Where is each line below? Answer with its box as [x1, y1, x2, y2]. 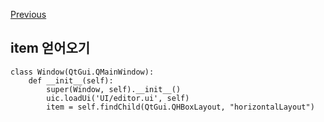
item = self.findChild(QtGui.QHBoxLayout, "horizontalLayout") [46, 102, 315, 112]
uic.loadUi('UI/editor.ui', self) [46, 93, 190, 103]
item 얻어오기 [10, 40, 91, 57]
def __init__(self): [28, 75, 114, 86]
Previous [10, 9, 47, 20]
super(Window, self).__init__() [46, 84, 182, 94]
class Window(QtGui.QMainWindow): [10, 67, 155, 77]
